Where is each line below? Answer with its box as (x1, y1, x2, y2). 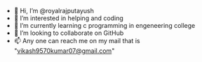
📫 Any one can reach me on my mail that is (13, 37, 140, 45)
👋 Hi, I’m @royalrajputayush (13, 7, 95, 15)
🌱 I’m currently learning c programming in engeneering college (13, 22, 196, 29)
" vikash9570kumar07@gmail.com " (13, 47, 115, 55)
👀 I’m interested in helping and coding (13, 14, 124, 22)
